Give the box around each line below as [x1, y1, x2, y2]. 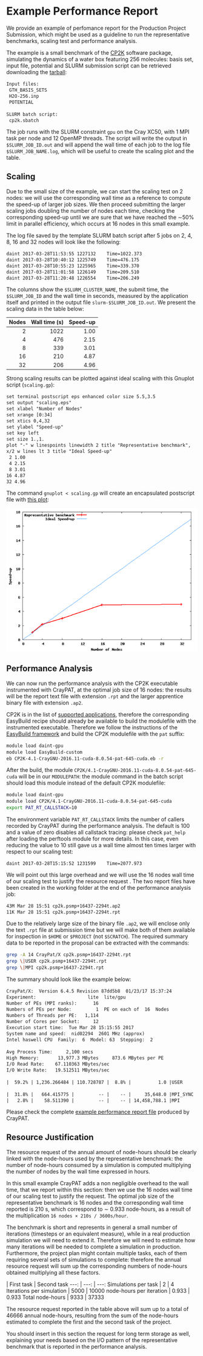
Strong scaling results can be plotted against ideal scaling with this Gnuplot [6, 375, 195, 382]
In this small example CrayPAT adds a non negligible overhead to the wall [6, 1179, 189, 1186]
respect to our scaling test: [6, 848, 74, 855]
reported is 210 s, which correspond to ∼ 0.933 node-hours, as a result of [6, 1205, 191, 1213]
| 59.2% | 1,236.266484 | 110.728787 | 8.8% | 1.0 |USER [6, 1079, 183, 1086]
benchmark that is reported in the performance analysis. [6, 1343, 147, 1350]
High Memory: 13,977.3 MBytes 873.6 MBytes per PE [6, 1055, 164, 1061]
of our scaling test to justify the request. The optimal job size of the [6, 1193, 174, 1200]
